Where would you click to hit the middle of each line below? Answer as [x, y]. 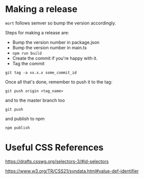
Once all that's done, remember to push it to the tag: [59, 82]
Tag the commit [28, 63]
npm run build [27, 53]
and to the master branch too [35, 100]
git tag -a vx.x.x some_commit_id [41, 73]
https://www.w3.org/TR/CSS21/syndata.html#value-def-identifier [72, 171]
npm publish [17, 128]
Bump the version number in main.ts [50, 47]
